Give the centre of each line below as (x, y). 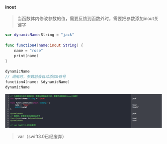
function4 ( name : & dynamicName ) (38, 82)
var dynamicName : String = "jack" (40, 35)
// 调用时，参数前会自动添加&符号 (36, 77)
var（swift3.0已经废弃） (42, 137)
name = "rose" (29, 50)
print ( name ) (26, 56)
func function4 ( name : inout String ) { (44, 45)
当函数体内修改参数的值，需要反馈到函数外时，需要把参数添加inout (85, 19)
